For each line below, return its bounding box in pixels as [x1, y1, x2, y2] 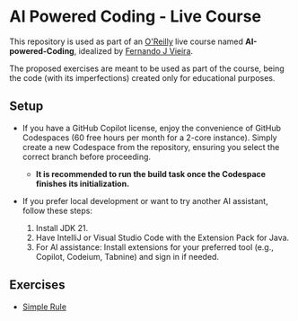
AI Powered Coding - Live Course [9, 6, 262, 27]
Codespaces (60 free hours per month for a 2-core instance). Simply [22, 132, 277, 143]
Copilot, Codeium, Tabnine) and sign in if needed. [35, 251, 220, 262]
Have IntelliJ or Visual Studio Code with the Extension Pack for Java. [35, 232, 290, 243]
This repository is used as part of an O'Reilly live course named [9, 36, 244, 47]
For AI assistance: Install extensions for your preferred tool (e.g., [35, 241, 274, 253]
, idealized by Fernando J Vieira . [74, 45, 194, 56]
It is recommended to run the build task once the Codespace [35, 168, 267, 179]
